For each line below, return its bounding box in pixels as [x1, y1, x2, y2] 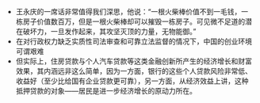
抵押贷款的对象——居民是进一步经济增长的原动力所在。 [15, 86, 197, 95]
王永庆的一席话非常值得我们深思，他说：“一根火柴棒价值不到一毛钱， [15, 7, 242, 16]
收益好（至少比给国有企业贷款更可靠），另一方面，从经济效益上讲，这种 [15, 76, 249, 86]
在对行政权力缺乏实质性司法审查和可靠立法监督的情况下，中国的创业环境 [15, 36, 252, 46]
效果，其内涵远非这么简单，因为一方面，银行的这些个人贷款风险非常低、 [15, 67, 252, 75]
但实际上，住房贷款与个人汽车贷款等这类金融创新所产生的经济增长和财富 [15, 56, 252, 66]
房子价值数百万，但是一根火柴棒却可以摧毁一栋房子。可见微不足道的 [22, 17, 246, 26]
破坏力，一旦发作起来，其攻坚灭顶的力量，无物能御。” [22, 27, 197, 36]
